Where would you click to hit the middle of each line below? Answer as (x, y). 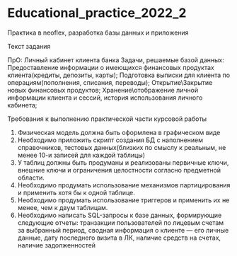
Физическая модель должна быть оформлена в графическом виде (119, 132)
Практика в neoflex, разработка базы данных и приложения (98, 33)
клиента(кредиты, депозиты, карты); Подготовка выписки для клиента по (119, 75)
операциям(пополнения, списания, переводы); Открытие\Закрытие (110, 82)
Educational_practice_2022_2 (97, 13)
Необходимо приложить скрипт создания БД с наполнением (110, 140)
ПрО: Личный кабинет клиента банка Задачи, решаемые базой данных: (116, 60)
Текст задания (29, 46)
